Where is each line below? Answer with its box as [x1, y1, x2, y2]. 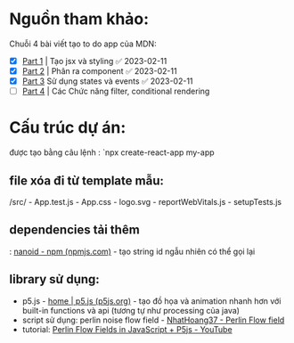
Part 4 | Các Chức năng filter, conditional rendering [21, 86, 210, 97]
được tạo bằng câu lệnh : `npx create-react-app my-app [9, 147, 216, 158]
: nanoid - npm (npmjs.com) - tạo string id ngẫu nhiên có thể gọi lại [9, 246, 256, 257]
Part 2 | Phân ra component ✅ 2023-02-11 [21, 66, 177, 76]
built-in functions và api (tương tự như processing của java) [21, 305, 241, 315]
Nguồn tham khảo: [9, 9, 150, 29]
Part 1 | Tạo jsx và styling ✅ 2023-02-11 [21, 55, 167, 66]
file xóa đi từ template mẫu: [9, 173, 165, 188]
